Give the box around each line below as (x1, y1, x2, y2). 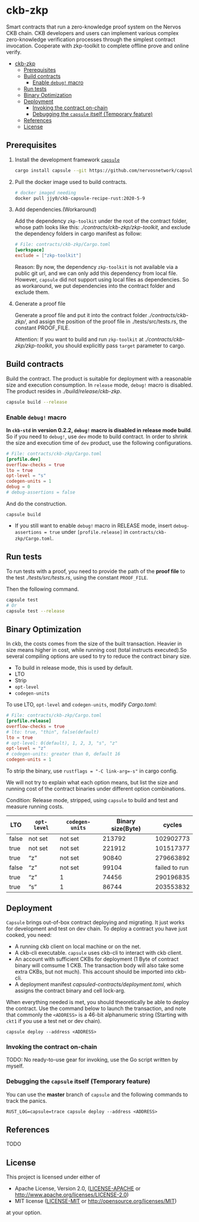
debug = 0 (6, 484, 31, 490)
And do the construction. (6, 500, 67, 507)
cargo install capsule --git (14, 167, 87, 173)
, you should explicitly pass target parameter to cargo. (52, 342, 185, 349)
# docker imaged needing (14, 189, 76, 196)
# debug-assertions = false (6, 489, 76, 496)
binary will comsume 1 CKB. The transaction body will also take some (14, 961, 184, 968)
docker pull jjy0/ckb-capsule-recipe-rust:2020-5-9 (14, 195, 145, 201)
